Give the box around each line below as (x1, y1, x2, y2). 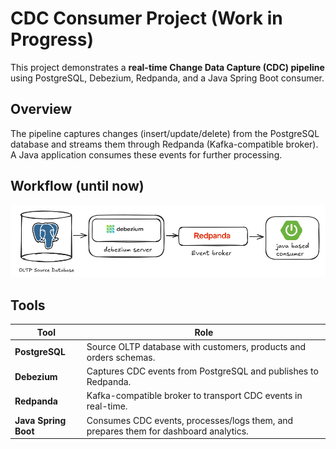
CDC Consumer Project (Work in (10, 7, 283, 30)
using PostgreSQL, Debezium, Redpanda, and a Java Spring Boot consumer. (10, 72, 325, 84)
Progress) (10, 28, 95, 51)
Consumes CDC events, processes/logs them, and (86, 414, 294, 426)
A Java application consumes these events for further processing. (10, 148, 283, 161)
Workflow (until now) (10, 178, 145, 195)
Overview (10, 101, 73, 118)
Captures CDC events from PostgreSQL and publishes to (86, 365, 319, 377)
